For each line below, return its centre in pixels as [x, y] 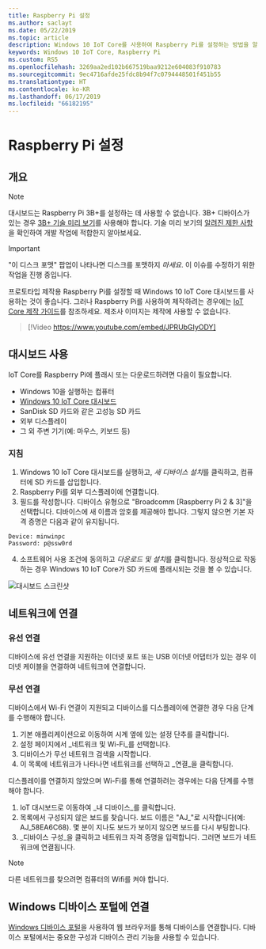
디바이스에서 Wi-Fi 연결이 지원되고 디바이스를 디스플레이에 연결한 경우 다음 [124, 708]
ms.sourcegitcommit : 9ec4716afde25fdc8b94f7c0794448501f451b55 [115, 74]
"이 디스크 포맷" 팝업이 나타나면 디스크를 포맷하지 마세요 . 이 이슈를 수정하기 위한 [132, 265]
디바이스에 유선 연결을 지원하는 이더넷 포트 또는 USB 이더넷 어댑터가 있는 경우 [128, 656]
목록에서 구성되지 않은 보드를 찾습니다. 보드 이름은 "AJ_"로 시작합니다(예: [132, 818]
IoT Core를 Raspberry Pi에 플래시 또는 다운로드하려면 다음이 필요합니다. [120, 374]
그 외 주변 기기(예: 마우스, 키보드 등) [75, 431]
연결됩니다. [58, 847]
